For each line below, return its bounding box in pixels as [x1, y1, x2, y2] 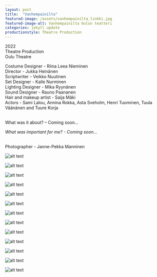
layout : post [5, 7, 32, 12]
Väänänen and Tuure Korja [5, 105, 59, 111]
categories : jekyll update [5, 25, 60, 30]
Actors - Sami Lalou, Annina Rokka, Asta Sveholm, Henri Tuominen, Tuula [5, 100, 153, 105]
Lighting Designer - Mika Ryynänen [5, 84, 76, 90]
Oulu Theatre [5, 54, 32, 59]
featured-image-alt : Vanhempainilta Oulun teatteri [5, 21, 112, 26]
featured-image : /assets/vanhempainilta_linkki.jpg [5, 16, 112, 21]
